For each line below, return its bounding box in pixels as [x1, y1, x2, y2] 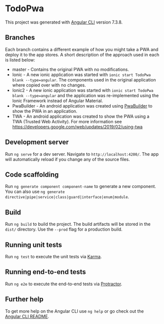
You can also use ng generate [5, 189, 65, 194]
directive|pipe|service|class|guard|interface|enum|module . [5, 194, 129, 200]
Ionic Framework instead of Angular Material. [12, 98, 103, 104]
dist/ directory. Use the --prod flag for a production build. [5, 226, 122, 232]
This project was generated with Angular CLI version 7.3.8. [5, 19, 123, 25]
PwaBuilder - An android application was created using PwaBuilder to [12, 103, 153, 108]
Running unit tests [5, 241, 62, 249]
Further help [5, 295, 44, 303]
